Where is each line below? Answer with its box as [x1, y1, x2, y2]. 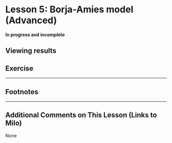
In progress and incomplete [5, 31, 65, 38]
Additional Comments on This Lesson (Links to [5, 111, 157, 119]
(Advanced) [5, 14, 57, 26]
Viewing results [5, 46, 57, 55]
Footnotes [5, 87, 38, 96]
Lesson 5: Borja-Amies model [5, 4, 134, 15]
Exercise [5, 64, 34, 73]
